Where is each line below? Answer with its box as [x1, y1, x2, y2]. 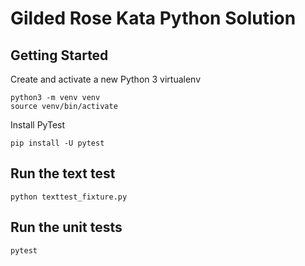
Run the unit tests [10, 219, 123, 236]
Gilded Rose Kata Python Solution [10, 7, 297, 30]
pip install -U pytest [10, 138, 105, 148]
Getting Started [10, 47, 109, 64]
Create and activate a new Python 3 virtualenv [10, 73, 202, 85]
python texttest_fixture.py [10, 192, 128, 202]
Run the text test [10, 165, 116, 182]
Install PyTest [10, 119, 66, 131]
